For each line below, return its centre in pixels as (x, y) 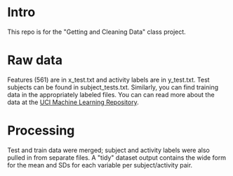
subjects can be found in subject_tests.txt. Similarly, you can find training (113, 87)
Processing (41, 131)
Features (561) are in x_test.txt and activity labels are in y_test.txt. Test (108, 80)
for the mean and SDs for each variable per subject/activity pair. (100, 165)
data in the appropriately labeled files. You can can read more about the (111, 94)
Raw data (35, 60)
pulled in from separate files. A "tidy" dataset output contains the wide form (117, 157)
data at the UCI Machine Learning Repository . (73, 102)
